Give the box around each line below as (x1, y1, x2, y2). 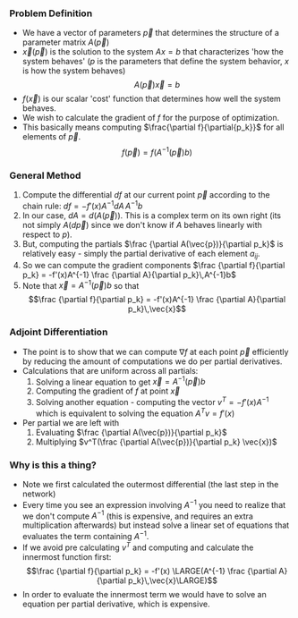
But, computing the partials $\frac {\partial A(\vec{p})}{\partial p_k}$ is (21, 238, 284, 249)
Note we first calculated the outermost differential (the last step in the (21, 478, 279, 489)
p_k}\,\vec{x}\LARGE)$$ (128, 575, 217, 586)
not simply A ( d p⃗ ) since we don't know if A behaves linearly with (21, 219, 262, 230)
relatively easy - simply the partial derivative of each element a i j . (21, 248, 261, 261)
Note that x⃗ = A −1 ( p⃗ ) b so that (21, 278, 140, 291)
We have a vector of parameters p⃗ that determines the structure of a (21, 28, 280, 38)
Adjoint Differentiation (9, 326, 108, 338)
